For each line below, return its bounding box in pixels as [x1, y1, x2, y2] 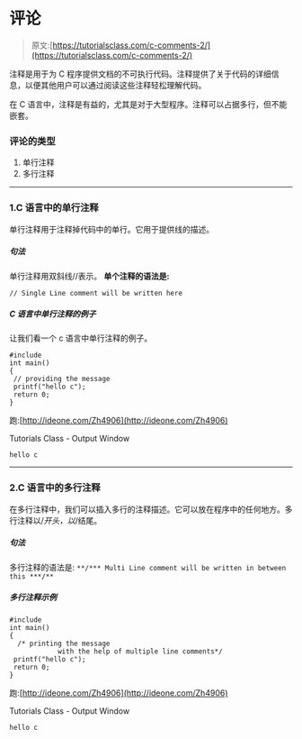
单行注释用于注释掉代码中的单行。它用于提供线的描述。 [9, 224, 214, 234]
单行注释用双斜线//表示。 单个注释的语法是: [9, 270, 170, 281]
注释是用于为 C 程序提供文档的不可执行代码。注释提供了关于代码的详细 [9, 68, 272, 79]
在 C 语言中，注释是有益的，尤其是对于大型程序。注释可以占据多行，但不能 [9, 98, 288, 109]
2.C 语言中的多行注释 [9, 481, 101, 494]
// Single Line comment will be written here [9, 288, 182, 297]
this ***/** [9, 571, 54, 581]
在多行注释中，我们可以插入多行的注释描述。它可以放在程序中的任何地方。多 [9, 504, 293, 515]
